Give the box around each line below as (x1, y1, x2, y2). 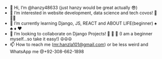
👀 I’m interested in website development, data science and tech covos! (9, 10, 154, 16)
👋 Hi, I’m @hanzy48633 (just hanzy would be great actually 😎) (9, 5, 138, 10)
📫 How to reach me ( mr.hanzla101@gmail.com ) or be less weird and (9, 42, 149, 47)
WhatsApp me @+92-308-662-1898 (9, 49, 84, 54)
